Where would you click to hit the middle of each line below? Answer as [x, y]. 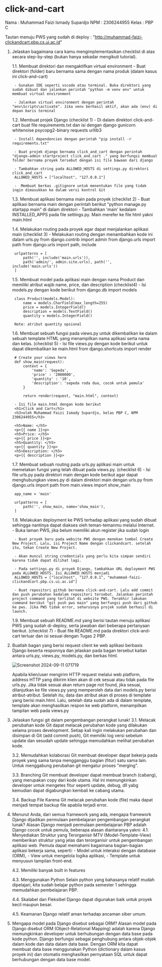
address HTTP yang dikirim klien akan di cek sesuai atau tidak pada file [83, 679]
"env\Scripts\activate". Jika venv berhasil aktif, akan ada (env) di [85, 106]
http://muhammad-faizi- [118, 37]
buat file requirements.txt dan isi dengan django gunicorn [78, 125]
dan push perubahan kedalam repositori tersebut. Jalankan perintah [82, 594]
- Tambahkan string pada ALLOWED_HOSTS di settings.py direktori [81, 169]
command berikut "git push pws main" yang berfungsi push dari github [85, 603]
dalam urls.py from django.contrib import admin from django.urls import [84, 239]
